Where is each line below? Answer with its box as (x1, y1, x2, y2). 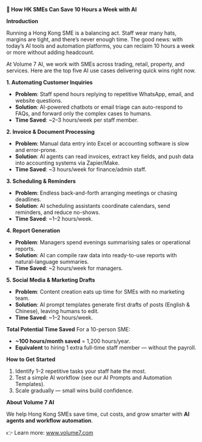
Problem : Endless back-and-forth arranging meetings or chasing (15, 189, 178, 196)
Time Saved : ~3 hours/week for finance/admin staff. (15, 166, 147, 173)
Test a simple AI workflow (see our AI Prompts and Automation (15, 374, 172, 381)
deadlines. (15, 196, 41, 203)
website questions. (15, 97, 62, 104)
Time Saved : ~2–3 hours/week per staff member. (15, 116, 138, 123)
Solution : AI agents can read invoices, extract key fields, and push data (15, 153, 194, 160)
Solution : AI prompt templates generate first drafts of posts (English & (15, 301, 190, 308)
